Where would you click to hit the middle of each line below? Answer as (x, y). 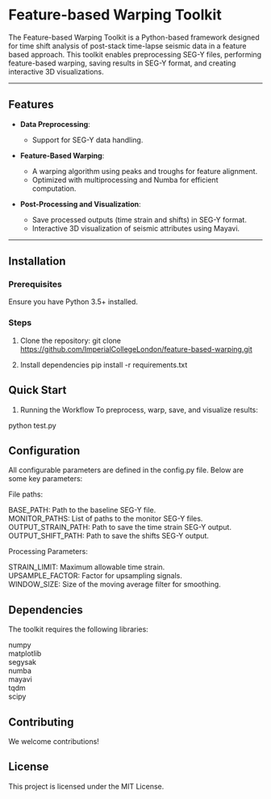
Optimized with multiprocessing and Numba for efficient (125, 180)
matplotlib (25, 653)
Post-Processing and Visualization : (80, 204)
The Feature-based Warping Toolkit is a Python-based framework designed (134, 37)
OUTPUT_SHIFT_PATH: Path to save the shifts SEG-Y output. (109, 536)
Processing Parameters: (48, 552)
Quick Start (38, 390)
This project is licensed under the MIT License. (86, 786)
